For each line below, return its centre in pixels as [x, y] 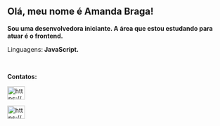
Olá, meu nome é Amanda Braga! [80, 12]
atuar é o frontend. [35, 36]
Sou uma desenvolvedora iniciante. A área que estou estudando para [110, 28]
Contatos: [22, 76]
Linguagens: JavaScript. [43, 49]
